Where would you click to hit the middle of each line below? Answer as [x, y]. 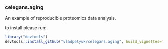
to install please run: [26, 28]
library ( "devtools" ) [27, 37]
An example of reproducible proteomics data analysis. [61, 18]
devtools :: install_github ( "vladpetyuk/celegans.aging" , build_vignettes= [84, 42]
